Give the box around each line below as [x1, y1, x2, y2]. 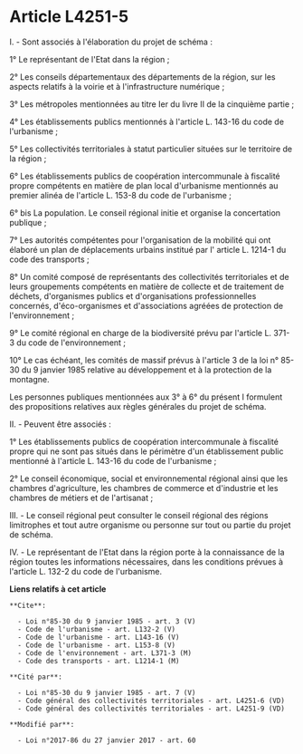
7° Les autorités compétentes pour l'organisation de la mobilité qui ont [9, 234, 271, 246]
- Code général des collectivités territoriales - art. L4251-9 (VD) [17, 704, 285, 713]
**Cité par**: [9, 672, 63, 681]
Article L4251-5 [9, 6, 129, 27]
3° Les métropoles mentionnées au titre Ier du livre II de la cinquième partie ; [9, 98, 295, 110]
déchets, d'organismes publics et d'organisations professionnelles [9, 290, 257, 301]
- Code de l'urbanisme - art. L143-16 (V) [17, 633, 180, 642]
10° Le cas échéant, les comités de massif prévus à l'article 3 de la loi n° [9, 354, 279, 365]
